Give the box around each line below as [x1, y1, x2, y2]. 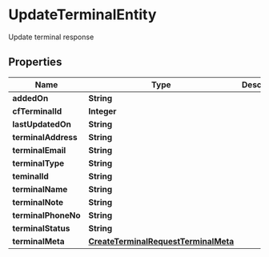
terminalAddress [12, 131, 78, 143]
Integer [88, 106, 117, 117]
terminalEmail [12, 144, 66, 155]
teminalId [12, 171, 50, 182]
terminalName [12, 183, 68, 195]
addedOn [12, 92, 49, 103]
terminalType [12, 158, 65, 169]
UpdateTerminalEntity [8, 6, 157, 24]
